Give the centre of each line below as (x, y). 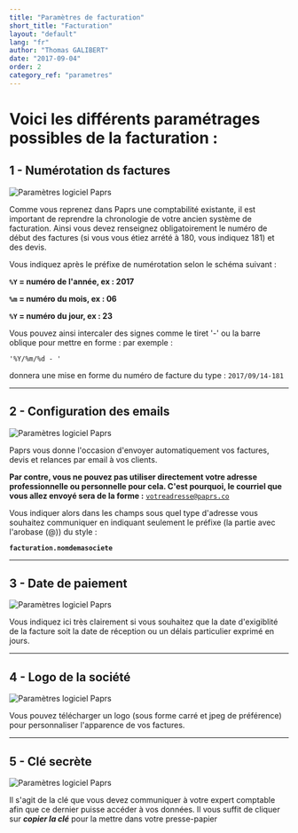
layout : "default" (43, 34)
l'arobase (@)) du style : (53, 532)
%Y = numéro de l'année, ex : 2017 (72, 282)
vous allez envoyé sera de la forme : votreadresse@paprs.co (119, 496)
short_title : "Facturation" (61, 26)
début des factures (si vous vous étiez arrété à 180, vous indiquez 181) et (142, 237)
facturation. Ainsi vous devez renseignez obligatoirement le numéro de (138, 228)
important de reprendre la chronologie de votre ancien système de (131, 218)
